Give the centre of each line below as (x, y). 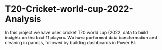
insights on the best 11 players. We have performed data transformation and (81, 37)
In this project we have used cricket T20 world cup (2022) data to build (77, 32)
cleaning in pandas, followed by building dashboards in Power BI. (71, 42)
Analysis (23, 19)
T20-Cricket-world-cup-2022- (69, 9)
